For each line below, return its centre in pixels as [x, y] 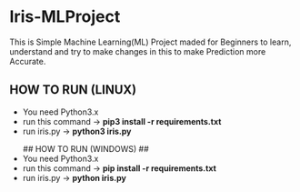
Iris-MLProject [65, 17]
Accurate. [28, 61]
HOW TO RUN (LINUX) [73, 90]
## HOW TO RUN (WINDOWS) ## [86, 148]
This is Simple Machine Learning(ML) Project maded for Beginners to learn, [150, 42]
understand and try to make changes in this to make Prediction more [138, 51]
